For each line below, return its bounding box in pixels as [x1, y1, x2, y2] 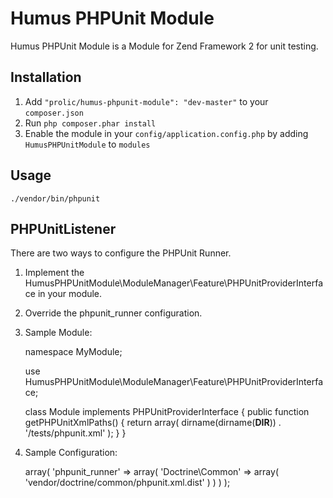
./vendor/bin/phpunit [10, 193, 101, 204]
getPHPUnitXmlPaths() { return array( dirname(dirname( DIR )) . [24, 417, 282, 429]
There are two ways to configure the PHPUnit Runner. [10, 247, 232, 259]
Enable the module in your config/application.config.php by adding [24, 127, 309, 139]
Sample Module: [24, 327, 93, 339]
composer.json [24, 108, 84, 118]
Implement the [24, 267, 85, 279]
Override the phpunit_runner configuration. [24, 307, 203, 319]
